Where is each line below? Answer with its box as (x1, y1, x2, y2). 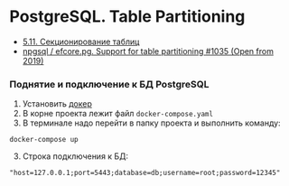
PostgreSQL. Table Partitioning (9, 6, 246, 27)
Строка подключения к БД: (22, 151, 129, 162)
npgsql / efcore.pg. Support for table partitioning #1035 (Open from (22, 45, 274, 56)
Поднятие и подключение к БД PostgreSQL (9, 78, 210, 90)
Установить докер (22, 98, 93, 109)
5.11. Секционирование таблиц (22, 36, 140, 47)
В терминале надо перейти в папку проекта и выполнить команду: (22, 117, 282, 128)
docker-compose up (9, 135, 79, 144)
